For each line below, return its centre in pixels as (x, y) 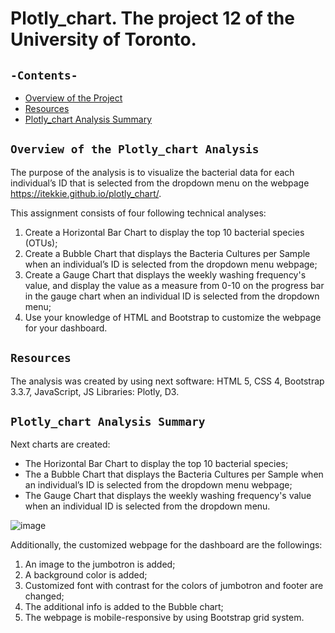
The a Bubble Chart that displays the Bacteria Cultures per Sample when (174, 474)
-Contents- (44, 75)
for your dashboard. (66, 328)
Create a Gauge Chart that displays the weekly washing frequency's (165, 274)
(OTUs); (41, 243)
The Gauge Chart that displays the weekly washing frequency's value (168, 496)
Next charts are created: (60, 444)
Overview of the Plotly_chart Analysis (135, 149)
